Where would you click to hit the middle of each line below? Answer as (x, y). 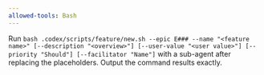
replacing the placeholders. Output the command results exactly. (115, 62)
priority (23, 54)
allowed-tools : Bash (43, 16)
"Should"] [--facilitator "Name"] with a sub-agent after (136, 53)
